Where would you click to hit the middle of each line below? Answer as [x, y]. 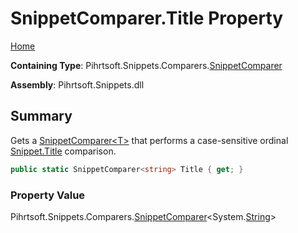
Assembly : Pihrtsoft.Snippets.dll [77, 84]
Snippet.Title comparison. [63, 151]
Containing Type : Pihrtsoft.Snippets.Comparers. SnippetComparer [146, 65]
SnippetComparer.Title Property [147, 18]
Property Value [48, 195]
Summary [41, 116]
